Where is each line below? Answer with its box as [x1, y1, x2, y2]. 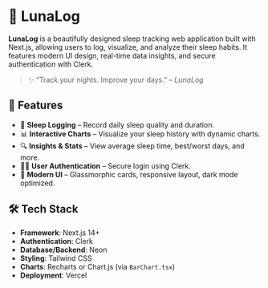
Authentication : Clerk [19, 236, 94, 245]
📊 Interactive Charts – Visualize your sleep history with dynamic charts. [19, 128, 261, 139]
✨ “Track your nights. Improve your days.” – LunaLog [27, 75, 204, 84]
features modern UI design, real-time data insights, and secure [8, 51, 216, 60]
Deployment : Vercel [19, 270, 87, 280]
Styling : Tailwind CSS [19, 253, 92, 263]
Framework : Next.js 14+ [19, 228, 100, 237]
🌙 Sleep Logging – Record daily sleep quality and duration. [19, 120, 215, 129]
